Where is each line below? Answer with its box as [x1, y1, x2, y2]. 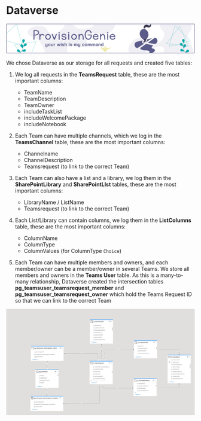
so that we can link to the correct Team [14, 297, 112, 304]
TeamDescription [23, 95, 66, 102]
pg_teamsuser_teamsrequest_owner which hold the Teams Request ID [14, 291, 193, 298]
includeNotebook [23, 121, 67, 128]
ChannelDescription [23, 157, 73, 164]
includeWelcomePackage [23, 114, 87, 121]
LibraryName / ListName [23, 199, 84, 206]
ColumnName [23, 234, 58, 242]
